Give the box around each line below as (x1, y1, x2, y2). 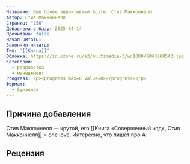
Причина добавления (6, 109, 91, 119)
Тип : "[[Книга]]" (6, 48, 50, 54)
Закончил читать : (6, 42, 50, 48)
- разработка (11, 64, 44, 71)
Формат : (6, 81, 26, 87)
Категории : (6, 59, 34, 65)
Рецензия (6, 148, 44, 159)
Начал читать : (6, 37, 42, 42)
